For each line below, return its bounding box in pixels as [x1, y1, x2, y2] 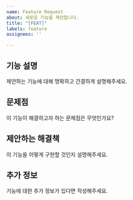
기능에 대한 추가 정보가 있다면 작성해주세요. [6, 187, 108, 195]
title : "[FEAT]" [6, 20, 47, 26]
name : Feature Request [6, 8, 63, 15]
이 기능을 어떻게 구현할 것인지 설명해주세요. [6, 150, 108, 158]
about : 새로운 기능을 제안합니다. [6, 15, 79, 21]
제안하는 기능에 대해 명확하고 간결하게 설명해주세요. [6, 77, 128, 85]
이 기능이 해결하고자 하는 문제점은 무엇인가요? [6, 114, 114, 121]
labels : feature [6, 25, 47, 32]
